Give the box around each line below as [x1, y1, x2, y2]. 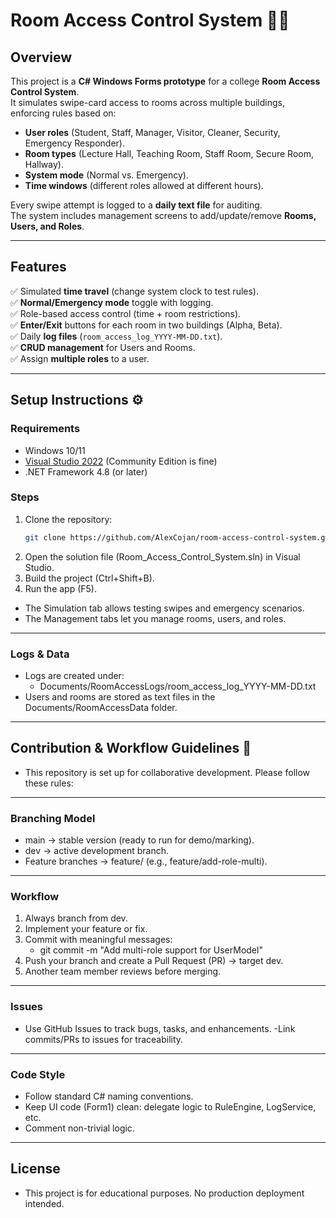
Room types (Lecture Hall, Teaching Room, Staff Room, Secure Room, [24, 148, 315, 159]
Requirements [10, 422, 81, 436]
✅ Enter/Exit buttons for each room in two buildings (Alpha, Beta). [10, 319, 283, 331]
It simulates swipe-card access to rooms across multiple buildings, [10, 97, 285, 108]
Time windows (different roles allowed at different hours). [24, 180, 264, 191]
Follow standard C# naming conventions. [24, 1090, 194, 1102]
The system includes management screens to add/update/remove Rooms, [10, 210, 317, 221]
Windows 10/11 [24, 444, 86, 456]
